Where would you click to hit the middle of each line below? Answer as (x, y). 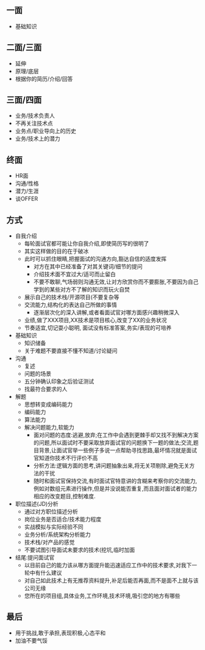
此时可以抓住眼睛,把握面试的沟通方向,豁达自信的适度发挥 (95, 259)
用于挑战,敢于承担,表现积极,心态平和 (60, 633)
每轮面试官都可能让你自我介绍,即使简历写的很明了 (87, 244)
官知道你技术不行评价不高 (66, 458)
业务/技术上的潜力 (38, 138)
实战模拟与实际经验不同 (54, 527)
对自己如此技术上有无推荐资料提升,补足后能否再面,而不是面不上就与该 (111, 581)
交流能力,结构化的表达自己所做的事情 (70, 305)
